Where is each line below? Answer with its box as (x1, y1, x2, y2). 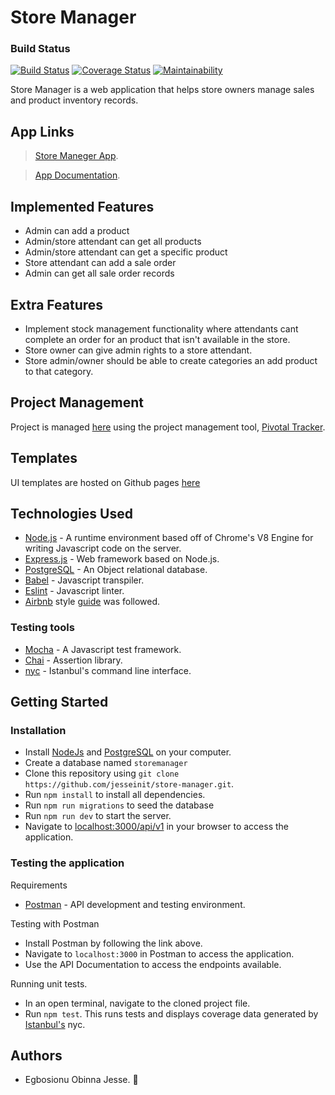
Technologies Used (10, 505, 133, 522)
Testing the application (10, 856, 125, 870)
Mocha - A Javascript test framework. (24, 643, 182, 655)
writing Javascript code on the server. (24, 542, 182, 555)
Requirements (10, 879, 68, 891)
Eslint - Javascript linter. (24, 585, 125, 597)
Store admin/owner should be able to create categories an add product (24, 354, 318, 366)
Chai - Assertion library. (24, 654, 123, 666)
